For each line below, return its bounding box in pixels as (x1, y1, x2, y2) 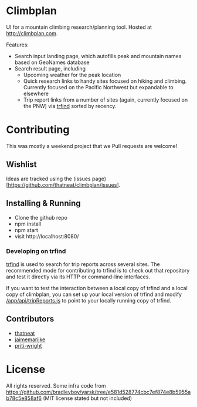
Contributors (6, 314, 55, 324)
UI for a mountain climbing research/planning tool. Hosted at (6, 23, 152, 31)
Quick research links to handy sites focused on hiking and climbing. (23, 78, 187, 85)
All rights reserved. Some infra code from (6, 382, 106, 389)
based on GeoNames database (14, 59, 90, 66)
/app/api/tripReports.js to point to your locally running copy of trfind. (6, 297, 172, 304)
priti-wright (14, 342, 42, 349)
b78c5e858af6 (6, 395, 42, 402)
